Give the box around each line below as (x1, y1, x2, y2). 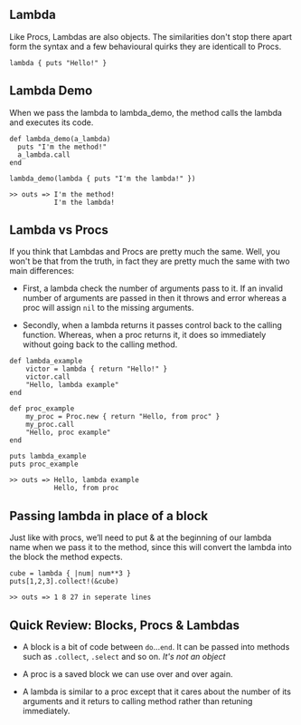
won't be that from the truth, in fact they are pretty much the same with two (9, 256, 291, 266)
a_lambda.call (17, 150, 71, 159)
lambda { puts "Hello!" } (9, 58, 107, 67)
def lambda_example (9, 357, 83, 366)
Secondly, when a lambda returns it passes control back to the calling (22, 320, 283, 331)
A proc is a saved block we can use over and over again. (22, 669, 233, 680)
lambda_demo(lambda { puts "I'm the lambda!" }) (9, 174, 196, 183)
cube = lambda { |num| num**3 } (9, 569, 131, 578)
